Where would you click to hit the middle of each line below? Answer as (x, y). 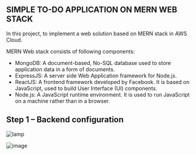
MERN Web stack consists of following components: (71, 51)
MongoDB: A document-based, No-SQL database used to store (93, 63)
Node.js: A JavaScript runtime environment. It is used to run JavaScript (102, 94)
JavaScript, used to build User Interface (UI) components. (86, 88)
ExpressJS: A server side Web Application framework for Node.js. (96, 75)
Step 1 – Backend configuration (65, 120)
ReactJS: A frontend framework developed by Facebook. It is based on (102, 82)
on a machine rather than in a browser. (62, 101)
